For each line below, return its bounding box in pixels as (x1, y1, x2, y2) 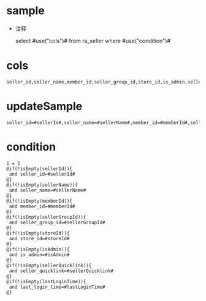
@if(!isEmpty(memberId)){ (6, 198, 72, 204)
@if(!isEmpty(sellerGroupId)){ (6, 214, 86, 220)
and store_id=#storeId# (9, 235, 70, 241)
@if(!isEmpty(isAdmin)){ (6, 246, 70, 252)
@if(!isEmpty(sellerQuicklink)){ (6, 262, 92, 268)
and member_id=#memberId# (9, 203, 75, 209)
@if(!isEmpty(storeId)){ (6, 230, 70, 237)
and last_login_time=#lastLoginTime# (9, 284, 105, 290)
